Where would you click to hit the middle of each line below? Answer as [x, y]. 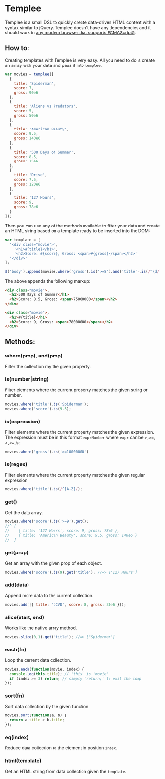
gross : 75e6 [26, 161]
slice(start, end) [25, 617]
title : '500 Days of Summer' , [45, 152]
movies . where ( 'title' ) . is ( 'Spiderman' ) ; [47, 404]
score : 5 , [24, 111]
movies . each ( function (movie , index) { [45, 669]
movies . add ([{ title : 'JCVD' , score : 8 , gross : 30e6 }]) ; [66, 605]
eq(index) [17, 737]
